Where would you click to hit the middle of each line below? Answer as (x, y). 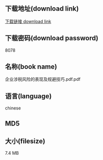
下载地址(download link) (42, 9)
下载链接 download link (28, 21)
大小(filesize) (25, 141)
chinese (13, 108)
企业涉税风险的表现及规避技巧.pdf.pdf (43, 79)
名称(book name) (31, 67)
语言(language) (28, 96)
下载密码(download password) (52, 38)
